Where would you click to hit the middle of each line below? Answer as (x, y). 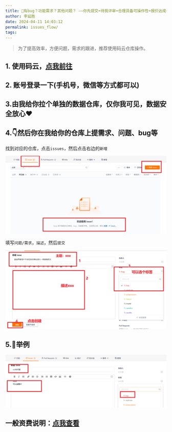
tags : (11, 33)
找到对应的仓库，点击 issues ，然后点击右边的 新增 (56, 148)
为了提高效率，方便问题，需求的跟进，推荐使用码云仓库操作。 (83, 48)
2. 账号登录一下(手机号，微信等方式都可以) (72, 85)
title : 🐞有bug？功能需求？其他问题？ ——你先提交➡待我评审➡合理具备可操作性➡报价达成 (86, 11)
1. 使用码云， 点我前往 (39, 66)
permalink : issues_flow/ (32, 27)
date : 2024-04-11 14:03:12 (34, 22)
